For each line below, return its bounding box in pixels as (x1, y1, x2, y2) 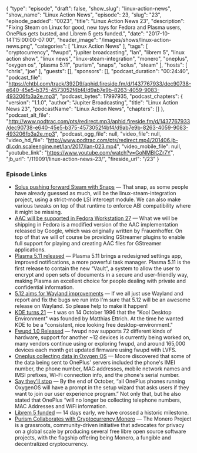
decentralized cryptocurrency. (14, 441, 88, 448)
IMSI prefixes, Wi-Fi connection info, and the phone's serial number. (14, 372, 180, 379)
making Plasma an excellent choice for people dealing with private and (14, 277, 186, 285)
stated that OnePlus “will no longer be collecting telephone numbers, (14, 396, 182, 403)
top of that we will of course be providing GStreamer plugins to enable (14, 234, 185, 241)
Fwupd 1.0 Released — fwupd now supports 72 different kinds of (14, 327, 172, 335)
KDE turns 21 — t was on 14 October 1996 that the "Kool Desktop (14, 309, 172, 316)
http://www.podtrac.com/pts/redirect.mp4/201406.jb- (48, 137, 178, 143)
